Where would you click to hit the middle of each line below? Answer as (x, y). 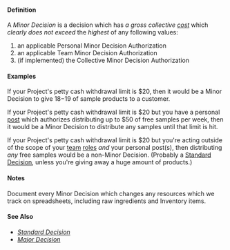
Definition (22, 10)
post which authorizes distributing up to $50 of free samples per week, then (115, 119)
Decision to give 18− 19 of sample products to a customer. (89, 99)
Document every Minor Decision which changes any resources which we (111, 193)
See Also (20, 217)
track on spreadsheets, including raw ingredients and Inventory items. (107, 201)
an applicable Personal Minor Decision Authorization (92, 46)
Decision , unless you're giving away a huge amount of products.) (100, 162)
